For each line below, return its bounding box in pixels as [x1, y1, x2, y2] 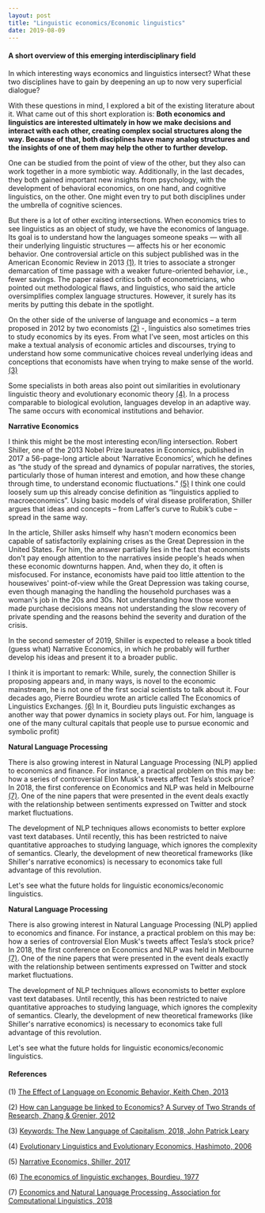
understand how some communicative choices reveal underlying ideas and [8, 348, 253, 358]
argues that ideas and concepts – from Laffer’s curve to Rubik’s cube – [8, 504, 238, 513]
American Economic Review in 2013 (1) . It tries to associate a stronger [8, 257, 236, 267]
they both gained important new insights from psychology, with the [8, 175, 227, 184]
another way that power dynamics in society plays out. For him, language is [8, 709, 255, 719]
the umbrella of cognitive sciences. [8, 200, 123, 210]
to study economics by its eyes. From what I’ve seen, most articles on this [8, 332, 249, 341]
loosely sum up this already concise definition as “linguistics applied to [8, 487, 239, 496]
